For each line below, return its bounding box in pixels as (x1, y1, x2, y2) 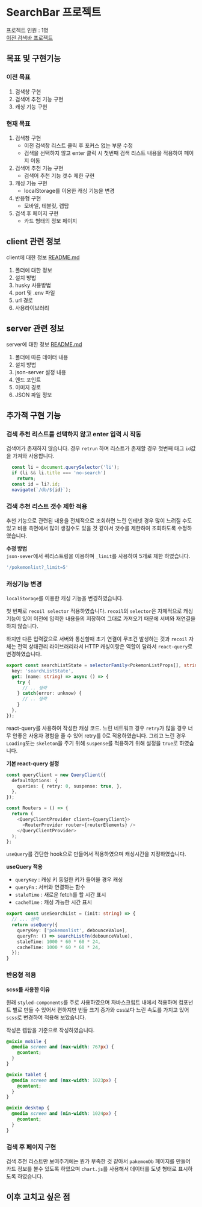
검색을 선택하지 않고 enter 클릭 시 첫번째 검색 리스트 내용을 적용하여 (23, 149, 183, 157)
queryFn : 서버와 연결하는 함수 (14, 883, 85, 891)
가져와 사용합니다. (12, 453, 55, 460)
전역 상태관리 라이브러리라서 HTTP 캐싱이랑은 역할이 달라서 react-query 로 (17, 643, 193, 650)
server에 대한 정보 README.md (6, 340, 82, 348)
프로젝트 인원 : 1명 (6, 27, 49, 34)
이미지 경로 (14, 383, 41, 390)
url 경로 (14, 296, 33, 304)
